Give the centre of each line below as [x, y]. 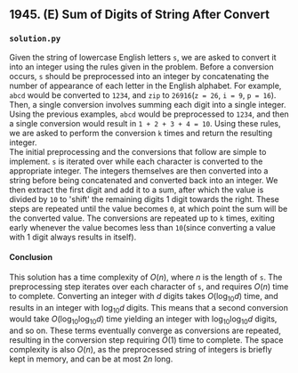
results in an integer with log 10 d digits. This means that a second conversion [149, 308]
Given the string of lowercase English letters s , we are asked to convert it [143, 57]
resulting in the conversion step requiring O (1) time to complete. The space [146, 340]
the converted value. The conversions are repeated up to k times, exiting [142, 218]
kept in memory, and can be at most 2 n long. [91, 359]
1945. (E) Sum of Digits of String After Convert [139, 15]
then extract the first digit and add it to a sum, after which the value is [137, 190]
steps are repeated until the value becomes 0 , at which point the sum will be [149, 208]
